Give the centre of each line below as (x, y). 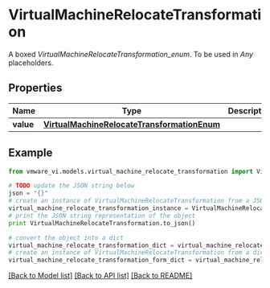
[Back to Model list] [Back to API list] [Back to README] (100, 276)
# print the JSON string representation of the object (102, 216)
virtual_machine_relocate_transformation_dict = (91, 245)
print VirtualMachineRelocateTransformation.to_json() (102, 223)
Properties (35, 88)
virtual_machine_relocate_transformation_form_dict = (100, 260)
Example (31, 153)
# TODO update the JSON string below (72, 186)
